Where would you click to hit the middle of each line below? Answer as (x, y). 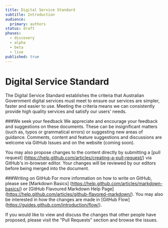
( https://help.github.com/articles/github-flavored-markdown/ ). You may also (84, 194)
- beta (17, 47)
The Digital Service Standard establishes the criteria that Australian (75, 96)
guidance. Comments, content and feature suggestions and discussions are (83, 137)
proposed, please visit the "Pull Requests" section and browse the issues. (81, 220)
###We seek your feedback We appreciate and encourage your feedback (81, 121)
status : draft (20, 29)
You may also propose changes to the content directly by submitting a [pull (83, 153)
